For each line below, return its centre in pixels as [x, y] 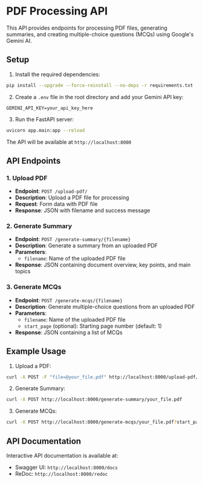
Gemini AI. [19, 41]
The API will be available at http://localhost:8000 [69, 142]
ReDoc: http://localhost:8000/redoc [61, 474]
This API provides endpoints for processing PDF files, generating [87, 28]
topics [23, 271]
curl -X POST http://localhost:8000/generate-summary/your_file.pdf [94, 400]
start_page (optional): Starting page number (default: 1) [93, 326]
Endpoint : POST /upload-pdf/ [51, 191]
